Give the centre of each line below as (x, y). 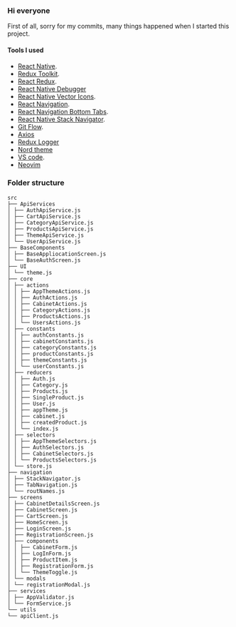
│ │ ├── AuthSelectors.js (45, 447)
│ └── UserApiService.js (44, 241)
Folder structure (36, 183)
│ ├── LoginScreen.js (39, 529)
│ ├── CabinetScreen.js (43, 510)
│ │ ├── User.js (31, 404)
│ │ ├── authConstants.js (45, 335)
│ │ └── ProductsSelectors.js (52, 460)
